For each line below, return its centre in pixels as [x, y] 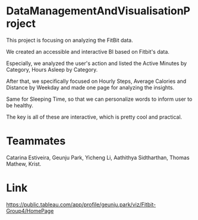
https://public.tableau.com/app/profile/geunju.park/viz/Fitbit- [81, 204]
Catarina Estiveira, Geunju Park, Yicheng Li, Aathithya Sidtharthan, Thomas [98, 157]
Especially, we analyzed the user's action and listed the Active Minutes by [97, 63]
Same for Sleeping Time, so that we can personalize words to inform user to [99, 99]
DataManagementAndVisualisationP [98, 11]
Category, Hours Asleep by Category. [52, 69]
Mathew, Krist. [24, 164]
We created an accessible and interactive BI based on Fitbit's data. [88, 51]
